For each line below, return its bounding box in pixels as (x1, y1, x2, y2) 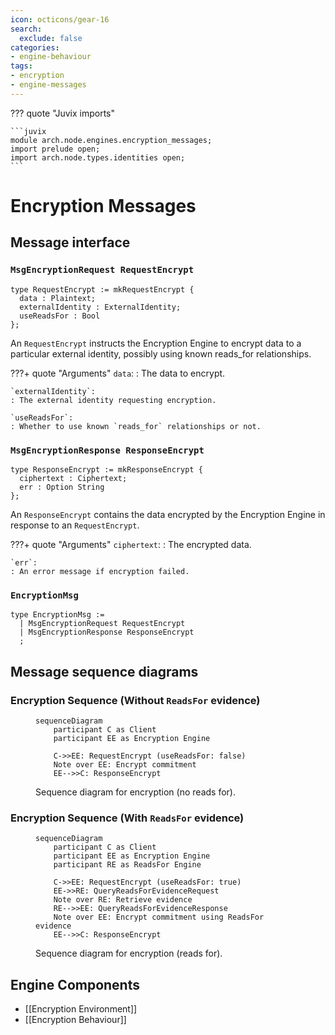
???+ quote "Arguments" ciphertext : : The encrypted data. (10, 538, 252, 550)
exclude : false (19, 33, 83, 43)
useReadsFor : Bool (19, 311, 101, 321)
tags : (10, 61, 33, 71)
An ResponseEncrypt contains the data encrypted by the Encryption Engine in (10, 508, 326, 520)
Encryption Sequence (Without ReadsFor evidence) (10, 693, 261, 707)
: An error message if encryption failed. (10, 566, 190, 576)
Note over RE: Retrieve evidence (53, 895, 193, 905)
